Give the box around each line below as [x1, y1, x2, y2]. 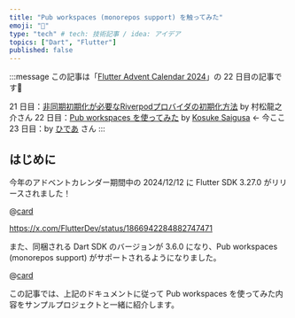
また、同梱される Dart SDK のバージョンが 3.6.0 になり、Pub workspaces [9, 241, 278, 252]
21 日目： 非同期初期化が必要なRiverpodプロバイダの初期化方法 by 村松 [9, 101, 268, 112]
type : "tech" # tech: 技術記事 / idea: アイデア [9, 29, 182, 38]
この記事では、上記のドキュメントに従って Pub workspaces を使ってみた [9, 288, 276, 299]
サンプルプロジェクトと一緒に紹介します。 [24, 299, 180, 310]
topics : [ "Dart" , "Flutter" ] [9, 37, 117, 47]
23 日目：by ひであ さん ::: [9, 123, 106, 134]
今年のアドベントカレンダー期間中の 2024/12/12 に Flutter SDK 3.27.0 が [9, 176, 272, 187]
